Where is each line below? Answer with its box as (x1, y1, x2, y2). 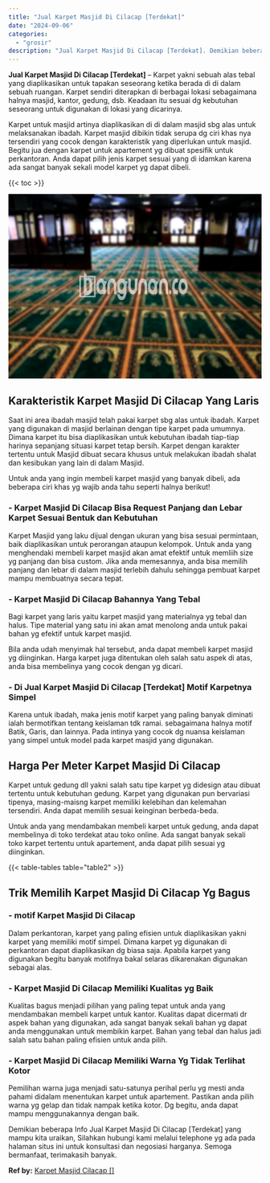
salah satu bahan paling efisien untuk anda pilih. (8, 1035, 168, 1045)
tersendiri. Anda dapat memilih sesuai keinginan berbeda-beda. (8, 806, 219, 815)
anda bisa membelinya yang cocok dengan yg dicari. (8, 662, 183, 672)
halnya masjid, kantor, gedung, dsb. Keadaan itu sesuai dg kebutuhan (8, 96, 239, 105)
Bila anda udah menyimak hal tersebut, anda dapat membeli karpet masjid (8, 644, 253, 655)
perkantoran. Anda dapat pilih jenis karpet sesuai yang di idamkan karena (8, 154, 252, 164)
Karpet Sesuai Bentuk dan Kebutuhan (8, 512, 158, 524)
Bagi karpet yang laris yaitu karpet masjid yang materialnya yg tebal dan (8, 612, 247, 622)
